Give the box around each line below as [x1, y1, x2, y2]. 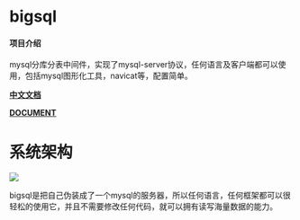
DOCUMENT [9, 108, 57, 119]
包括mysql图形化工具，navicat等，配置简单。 [24, 70, 194, 82]
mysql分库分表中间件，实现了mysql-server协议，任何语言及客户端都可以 [9, 59, 279, 70]
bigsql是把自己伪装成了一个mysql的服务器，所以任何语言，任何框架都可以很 [9, 190, 291, 201]
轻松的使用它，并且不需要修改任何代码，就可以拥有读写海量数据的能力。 [9, 201, 277, 212]
